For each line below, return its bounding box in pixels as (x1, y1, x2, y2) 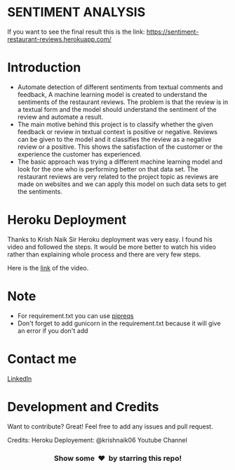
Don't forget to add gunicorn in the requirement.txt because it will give (17, 319, 221, 327)
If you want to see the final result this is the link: (7, 27, 145, 36)
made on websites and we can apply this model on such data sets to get (17, 180, 227, 188)
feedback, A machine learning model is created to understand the (17, 90, 208, 98)
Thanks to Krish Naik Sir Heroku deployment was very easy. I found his (7, 235, 213, 243)
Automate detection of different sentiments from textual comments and (17, 82, 223, 91)
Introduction (7, 60, 81, 76)
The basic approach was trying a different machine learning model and (17, 157, 223, 166)
